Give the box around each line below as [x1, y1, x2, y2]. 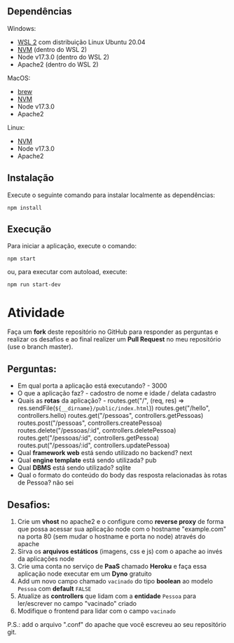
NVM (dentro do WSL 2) [17, 45, 88, 53]
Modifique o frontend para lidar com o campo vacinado [17, 607, 177, 615]
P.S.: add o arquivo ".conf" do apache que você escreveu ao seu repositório [7, 621, 226, 628]
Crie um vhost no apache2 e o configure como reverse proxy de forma [17, 517, 224, 525]
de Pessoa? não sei [17, 478, 74, 487]
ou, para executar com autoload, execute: [7, 268, 128, 276]
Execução [7, 224, 52, 236]
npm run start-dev [7, 281, 61, 288]
